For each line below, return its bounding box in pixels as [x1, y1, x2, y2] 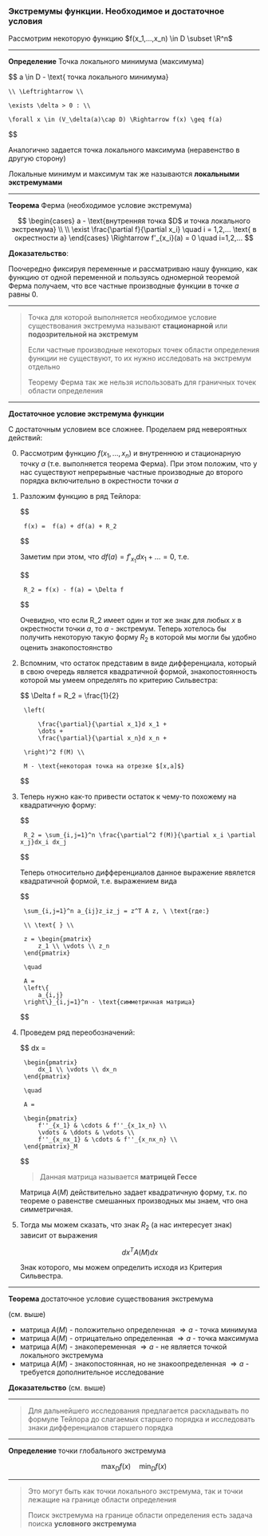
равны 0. [8, 289, 38, 299]
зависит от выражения [19, 1230, 98, 1240]
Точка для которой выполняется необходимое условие [27, 313, 217, 322]
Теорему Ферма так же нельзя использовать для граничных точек [27, 377, 257, 387]
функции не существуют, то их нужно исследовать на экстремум [27, 353, 252, 363]
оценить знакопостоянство [19, 643, 113, 652]
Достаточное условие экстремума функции [8, 409, 165, 419]
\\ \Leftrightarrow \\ [8, 88, 84, 96]
